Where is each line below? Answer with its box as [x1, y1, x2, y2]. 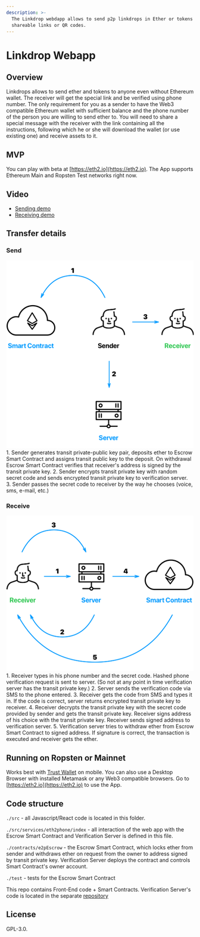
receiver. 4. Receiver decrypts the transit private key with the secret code [6, 704, 186, 711]
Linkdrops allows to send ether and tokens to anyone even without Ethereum [6, 88, 194, 95]
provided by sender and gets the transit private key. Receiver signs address [6, 710, 192, 718]
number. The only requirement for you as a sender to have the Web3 [6, 101, 174, 108]
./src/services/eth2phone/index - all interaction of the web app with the [6, 826, 185, 833]
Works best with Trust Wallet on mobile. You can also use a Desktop [6, 769, 173, 776]
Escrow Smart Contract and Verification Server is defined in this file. [6, 832, 174, 839]
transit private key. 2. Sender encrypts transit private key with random [6, 468, 177, 475]
